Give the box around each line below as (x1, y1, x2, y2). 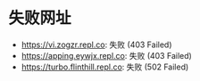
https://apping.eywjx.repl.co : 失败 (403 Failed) (21, 50, 193, 61)
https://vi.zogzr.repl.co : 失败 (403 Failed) (21, 39, 172, 50)
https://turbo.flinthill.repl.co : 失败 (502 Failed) (21, 61, 189, 72)
